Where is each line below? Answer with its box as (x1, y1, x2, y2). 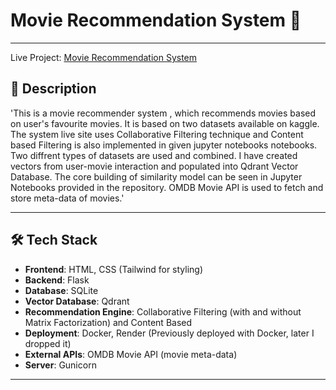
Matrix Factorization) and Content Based (24, 316, 193, 328)
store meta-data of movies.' (10, 192, 125, 204)
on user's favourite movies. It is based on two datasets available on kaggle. (10, 117, 320, 129)
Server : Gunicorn (24, 359, 97, 371)
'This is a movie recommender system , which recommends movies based (10, 107, 317, 119)
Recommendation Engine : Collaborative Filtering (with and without (24, 305, 302, 318)
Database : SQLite (24, 284, 99, 296)
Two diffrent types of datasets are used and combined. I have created (10, 149, 298, 161)
